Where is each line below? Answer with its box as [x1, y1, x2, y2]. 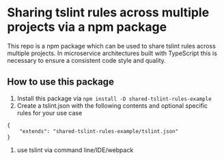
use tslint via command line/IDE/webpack [16, 145, 134, 154]
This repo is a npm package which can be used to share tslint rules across [7, 42, 216, 50]
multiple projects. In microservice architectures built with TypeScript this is [7, 49, 217, 57]
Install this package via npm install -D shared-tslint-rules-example [16, 94, 212, 102]
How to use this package [7, 76, 115, 88]
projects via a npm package [7, 19, 167, 35]
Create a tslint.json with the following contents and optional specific [16, 101, 208, 110]
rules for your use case [16, 108, 83, 117]
